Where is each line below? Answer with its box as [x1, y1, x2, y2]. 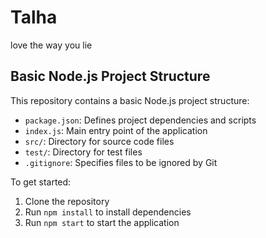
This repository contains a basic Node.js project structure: [10, 94, 250, 106]
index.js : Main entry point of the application [24, 124, 208, 136]
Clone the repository [24, 195, 110, 207]
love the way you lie [10, 39, 93, 51]
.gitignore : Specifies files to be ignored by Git [24, 156, 218, 168]
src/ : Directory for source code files [24, 135, 175, 147]
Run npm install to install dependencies [24, 206, 192, 218]
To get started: [10, 176, 72, 188]
